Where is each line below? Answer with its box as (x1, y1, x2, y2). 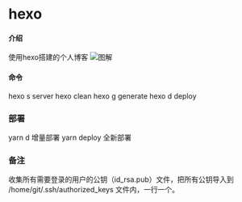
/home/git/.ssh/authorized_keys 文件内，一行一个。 (8, 185, 180, 195)
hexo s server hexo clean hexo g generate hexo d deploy (8, 90, 197, 101)
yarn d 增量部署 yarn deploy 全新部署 (8, 133, 131, 142)
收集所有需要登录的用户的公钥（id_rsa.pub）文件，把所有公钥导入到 (8, 175, 234, 184)
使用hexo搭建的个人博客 (8, 53, 89, 62)
